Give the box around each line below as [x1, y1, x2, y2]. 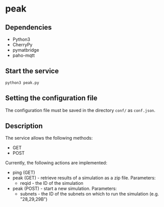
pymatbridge [12, 47, 39, 53]
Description [5, 122, 43, 131]
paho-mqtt [12, 52, 35, 58]
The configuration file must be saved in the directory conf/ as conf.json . [5, 107, 155, 113]
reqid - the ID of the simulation [20, 180, 84, 186]
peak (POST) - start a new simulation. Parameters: [12, 185, 117, 191]
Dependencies [5, 23, 52, 32]
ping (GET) [12, 169, 35, 176]
